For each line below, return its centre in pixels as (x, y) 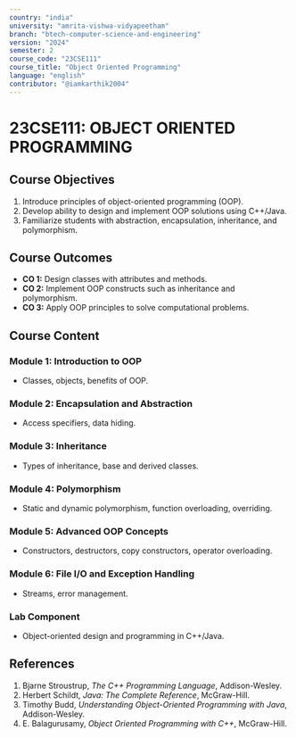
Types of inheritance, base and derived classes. (110, 466)
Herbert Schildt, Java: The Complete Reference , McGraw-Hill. (136, 695)
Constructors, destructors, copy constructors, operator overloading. (147, 551)
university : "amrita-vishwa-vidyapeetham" (89, 26)
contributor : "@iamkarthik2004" (69, 84)
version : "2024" (39, 42)
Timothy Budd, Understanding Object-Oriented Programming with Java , (155, 704)
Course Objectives (62, 180)
